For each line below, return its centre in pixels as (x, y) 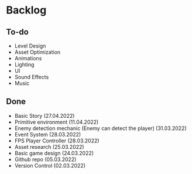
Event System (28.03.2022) (48, 134)
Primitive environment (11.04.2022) (56, 122)
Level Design (30, 46)
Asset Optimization (37, 52)
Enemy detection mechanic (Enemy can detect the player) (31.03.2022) (100, 128)
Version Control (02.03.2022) (50, 165)
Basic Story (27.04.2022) (44, 115)
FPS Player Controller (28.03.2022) (57, 141)
